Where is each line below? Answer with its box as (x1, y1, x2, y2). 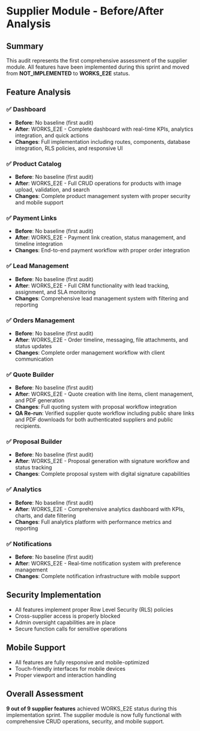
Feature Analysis (6, 87, 71, 98)
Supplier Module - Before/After (6, 4, 164, 18)
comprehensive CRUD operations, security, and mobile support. (6, 718, 165, 725)
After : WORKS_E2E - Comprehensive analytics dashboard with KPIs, (14, 505, 185, 512)
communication (14, 355, 54, 362)
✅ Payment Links (6, 214, 57, 222)
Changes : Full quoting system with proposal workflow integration (14, 403, 177, 411)
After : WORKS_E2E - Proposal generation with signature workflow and (14, 458, 190, 465)
